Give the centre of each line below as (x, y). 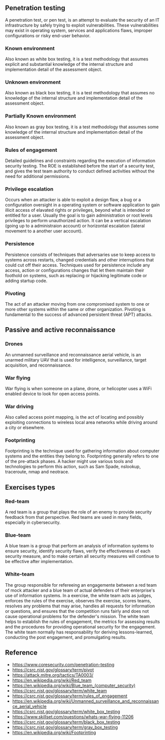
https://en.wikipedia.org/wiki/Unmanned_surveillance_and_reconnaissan (85, 701)
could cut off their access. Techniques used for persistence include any (78, 265)
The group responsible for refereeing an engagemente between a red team (81, 585)
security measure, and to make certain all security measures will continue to (82, 556)
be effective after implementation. (39, 562)
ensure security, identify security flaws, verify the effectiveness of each (78, 551)
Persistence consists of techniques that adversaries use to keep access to (80, 255)
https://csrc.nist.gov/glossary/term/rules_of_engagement (70, 696)
